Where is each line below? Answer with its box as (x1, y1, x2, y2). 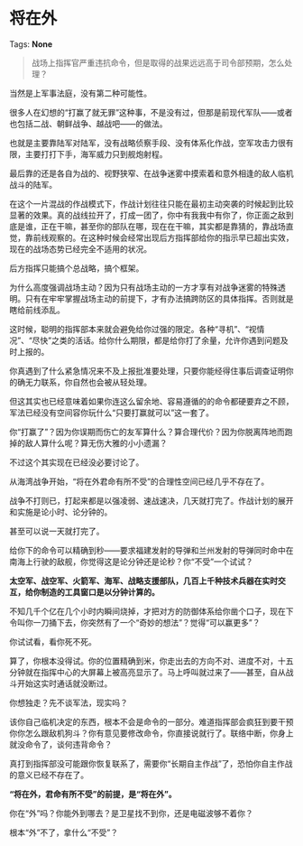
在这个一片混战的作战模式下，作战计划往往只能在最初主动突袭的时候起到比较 (9, 198, 294, 209)
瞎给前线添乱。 (9, 304, 65, 315)
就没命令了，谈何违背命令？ (9, 739, 113, 749)
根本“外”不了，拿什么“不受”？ (9, 827, 119, 838)
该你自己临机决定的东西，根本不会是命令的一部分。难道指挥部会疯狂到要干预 (9, 716, 294, 727)
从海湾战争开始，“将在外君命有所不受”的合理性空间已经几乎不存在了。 (9, 476, 270, 487)
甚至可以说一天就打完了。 (9, 525, 105, 536)
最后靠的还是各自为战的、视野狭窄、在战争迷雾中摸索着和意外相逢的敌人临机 (9, 168, 294, 179)
